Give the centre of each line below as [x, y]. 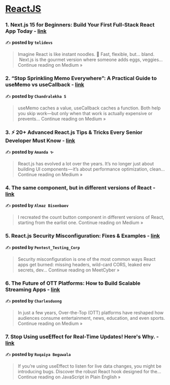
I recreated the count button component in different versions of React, [91, 217]
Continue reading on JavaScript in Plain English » [69, 377]
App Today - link [26, 31]
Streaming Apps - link [33, 289]
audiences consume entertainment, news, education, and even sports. [91, 318]
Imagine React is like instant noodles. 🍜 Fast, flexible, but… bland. [86, 54]
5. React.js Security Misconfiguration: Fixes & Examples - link [83, 236]
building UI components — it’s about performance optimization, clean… [91, 169]
